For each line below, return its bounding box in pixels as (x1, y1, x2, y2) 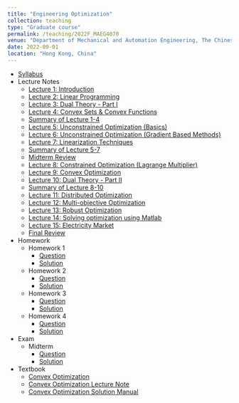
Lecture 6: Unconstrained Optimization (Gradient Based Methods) (28, 130, 221, 139)
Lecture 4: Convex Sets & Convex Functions (28, 108, 158, 116)
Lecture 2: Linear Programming (28, 92, 119, 100)
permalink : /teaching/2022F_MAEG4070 (7, 30, 119, 38)
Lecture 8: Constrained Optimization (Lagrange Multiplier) (28, 160, 198, 169)
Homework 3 (28, 289, 66, 298)
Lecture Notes (17, 77, 60, 85)
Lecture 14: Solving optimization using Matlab (28, 213, 162, 221)
